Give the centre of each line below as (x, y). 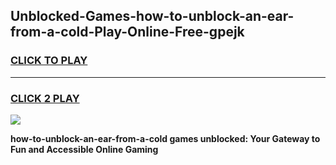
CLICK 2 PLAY (45, 98)
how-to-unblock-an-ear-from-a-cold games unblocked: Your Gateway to (165, 138)
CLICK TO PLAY (49, 61)
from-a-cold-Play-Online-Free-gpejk (127, 32)
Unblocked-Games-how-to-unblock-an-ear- (152, 16)
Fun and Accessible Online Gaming (84, 149)
